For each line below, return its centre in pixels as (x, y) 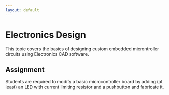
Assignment (25, 70)
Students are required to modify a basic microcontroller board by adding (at (84, 82)
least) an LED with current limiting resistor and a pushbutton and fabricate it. (85, 87)
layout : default (22, 10)
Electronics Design (46, 34)
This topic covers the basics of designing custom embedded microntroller (82, 49)
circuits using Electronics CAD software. (47, 54)
